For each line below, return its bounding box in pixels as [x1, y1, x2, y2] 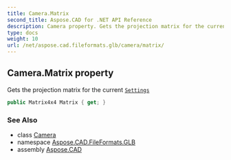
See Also [7, 115, 38, 124]
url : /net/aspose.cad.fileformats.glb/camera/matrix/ [7, 42, 165, 49]
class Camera [16, 130, 56, 139]
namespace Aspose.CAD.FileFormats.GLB [16, 138, 136, 146]
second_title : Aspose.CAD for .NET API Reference [7, 16, 153, 23]
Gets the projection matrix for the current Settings [7, 85, 150, 93]
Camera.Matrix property [7, 67, 114, 79]
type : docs [7, 29, 38, 36]
